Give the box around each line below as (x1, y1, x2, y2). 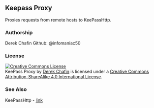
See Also (5, 86, 27, 93)
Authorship (5, 29, 33, 36)
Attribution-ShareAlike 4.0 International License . (5, 74, 102, 80)
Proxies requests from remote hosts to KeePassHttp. (5, 17, 112, 22)
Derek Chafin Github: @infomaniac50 (5, 40, 81, 46)
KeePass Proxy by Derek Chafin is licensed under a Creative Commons (5, 68, 149, 75)
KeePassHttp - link (5, 97, 43, 103)
